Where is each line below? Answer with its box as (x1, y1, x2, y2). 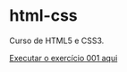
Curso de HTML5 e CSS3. (9, 35, 105, 46)
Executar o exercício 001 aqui (9, 52, 118, 63)
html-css (9, 5, 78, 26)
